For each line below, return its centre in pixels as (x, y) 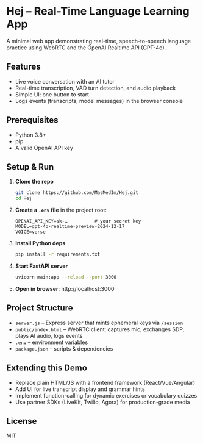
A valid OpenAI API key (44, 148)
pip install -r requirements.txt (58, 254)
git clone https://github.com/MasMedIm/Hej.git (77, 193)
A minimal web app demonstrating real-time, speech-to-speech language (98, 41)
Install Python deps (40, 243)
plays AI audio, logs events (49, 335)
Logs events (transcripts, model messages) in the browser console (99, 101)
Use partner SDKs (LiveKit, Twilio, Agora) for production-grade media (102, 402)
